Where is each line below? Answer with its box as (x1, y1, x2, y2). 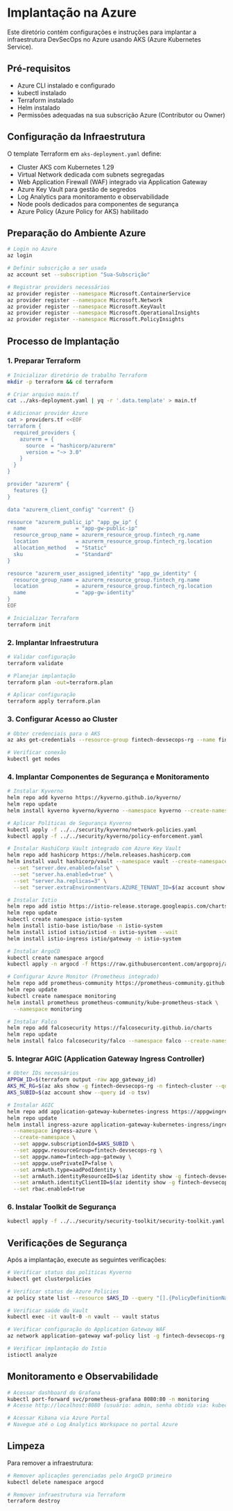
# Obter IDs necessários (7, 1070, 79, 1077)
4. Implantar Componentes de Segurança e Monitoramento (7, 771, 209, 781)
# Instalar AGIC (7, 1102, 54, 1109)
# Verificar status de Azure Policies (7, 1288, 119, 1295)
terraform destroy (7, 1498, 60, 1505)
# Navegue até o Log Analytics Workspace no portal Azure (7, 1421, 178, 1428)
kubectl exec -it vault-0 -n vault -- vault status (7, 1314, 159, 1321)
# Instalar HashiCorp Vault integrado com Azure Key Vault (7, 845, 182, 852)
